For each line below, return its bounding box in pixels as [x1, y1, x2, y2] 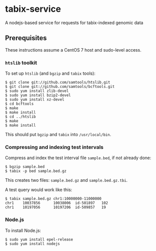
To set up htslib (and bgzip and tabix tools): [5, 70, 96, 77]
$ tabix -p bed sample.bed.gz [5, 168, 67, 174]
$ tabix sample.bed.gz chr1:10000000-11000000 [5, 196, 102, 201]
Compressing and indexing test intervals [5, 143, 104, 150]
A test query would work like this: [5, 187, 72, 193]
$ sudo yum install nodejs [5, 241, 60, 246]
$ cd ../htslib [5, 114, 36, 119]
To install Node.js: [5, 227, 42, 233]
